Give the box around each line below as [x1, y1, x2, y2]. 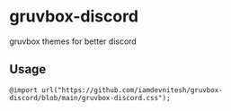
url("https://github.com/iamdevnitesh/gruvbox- [41, 85, 223, 95]
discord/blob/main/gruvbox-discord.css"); [9, 93, 171, 102]
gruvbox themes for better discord [9, 36, 137, 47]
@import [9, 85, 39, 95]
